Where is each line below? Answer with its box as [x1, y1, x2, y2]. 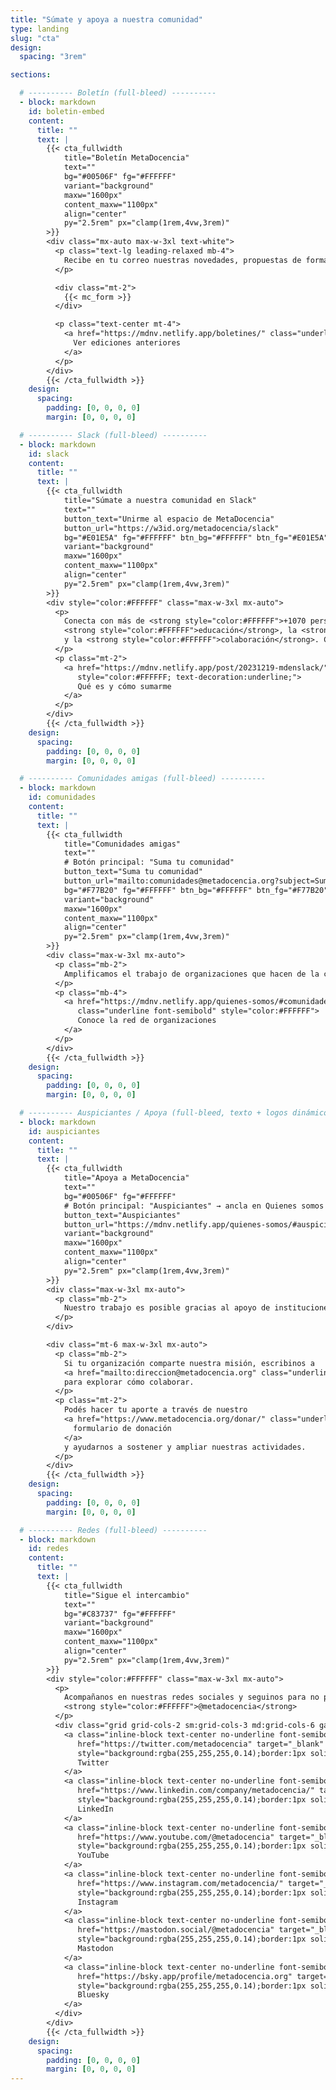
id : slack [28, 449, 70, 459]
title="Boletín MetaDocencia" [63, 153, 190, 163]
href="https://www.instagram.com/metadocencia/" [77, 1878, 284, 1888]
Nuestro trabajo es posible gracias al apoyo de [63, 1303, 271, 1313]
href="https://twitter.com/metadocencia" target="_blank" [77, 1739, 325, 1749]
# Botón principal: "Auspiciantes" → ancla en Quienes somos [63, 1201, 325, 1211]
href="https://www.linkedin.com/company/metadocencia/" [77, 1786, 315, 1796]
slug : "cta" [10, 33, 60, 43]
